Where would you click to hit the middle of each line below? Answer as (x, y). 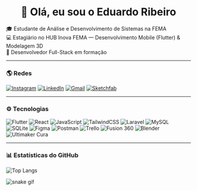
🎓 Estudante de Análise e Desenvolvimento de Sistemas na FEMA (86, 28)
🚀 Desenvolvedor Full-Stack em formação (57, 52)
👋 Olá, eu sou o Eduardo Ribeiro (98, 12)
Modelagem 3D (25, 46)
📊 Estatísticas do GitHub (42, 155)
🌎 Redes (19, 73)
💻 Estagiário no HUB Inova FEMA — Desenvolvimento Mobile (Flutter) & (93, 37)
